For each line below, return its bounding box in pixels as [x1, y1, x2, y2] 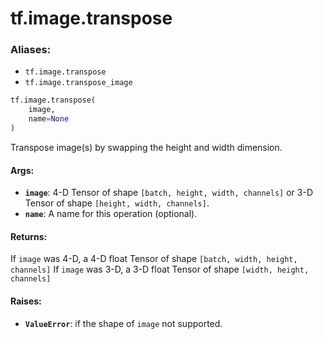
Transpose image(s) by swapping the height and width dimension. [10, 141, 283, 153]
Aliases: [10, 43, 52, 57]
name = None [28, 114, 70, 124]
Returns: [10, 230, 48, 242]
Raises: [10, 295, 42, 307]
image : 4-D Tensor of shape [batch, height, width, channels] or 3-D [24, 187, 314, 199]
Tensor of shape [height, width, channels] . [24, 197, 210, 209]
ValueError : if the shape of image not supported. [24, 317, 223, 329]
